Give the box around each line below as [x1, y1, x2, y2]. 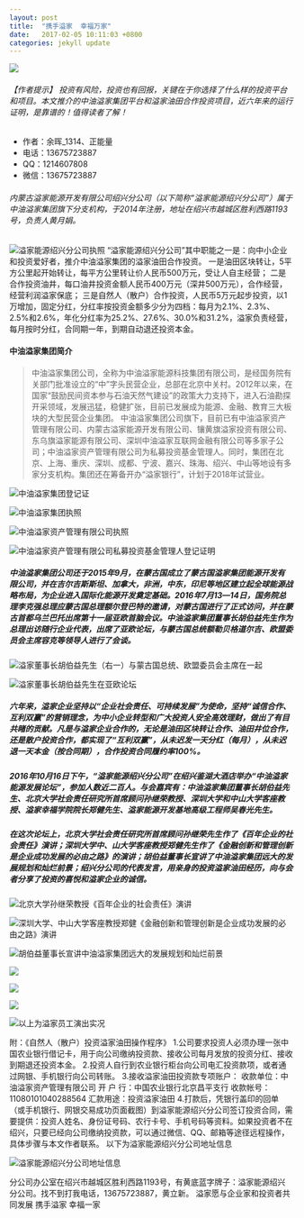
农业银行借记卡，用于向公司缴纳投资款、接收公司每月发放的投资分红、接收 [16, 1048, 293, 1059]
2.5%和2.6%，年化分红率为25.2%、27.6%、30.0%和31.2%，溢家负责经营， [9, 312, 292, 323]
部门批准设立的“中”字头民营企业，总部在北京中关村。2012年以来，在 [39, 378, 293, 389]
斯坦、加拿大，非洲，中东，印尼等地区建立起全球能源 [87, 578, 285, 590]
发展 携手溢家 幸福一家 [16, 1199, 101, 1210]
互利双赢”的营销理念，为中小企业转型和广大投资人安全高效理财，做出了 [9, 713, 274, 723]
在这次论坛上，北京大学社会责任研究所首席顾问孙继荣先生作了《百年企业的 [9, 829, 285, 840]
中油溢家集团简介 [9, 346, 73, 357]
